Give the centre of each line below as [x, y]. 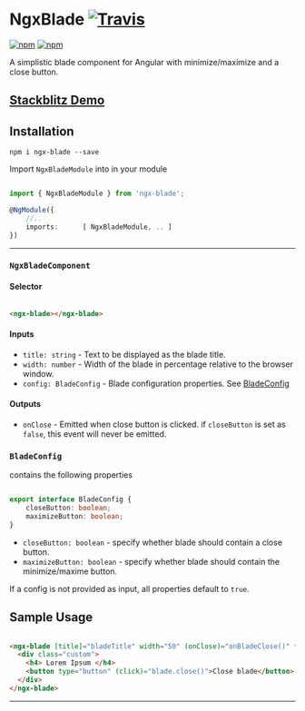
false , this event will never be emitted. [94, 434]
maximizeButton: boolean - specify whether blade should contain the [151, 561]
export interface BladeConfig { [70, 499]
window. [38, 373]
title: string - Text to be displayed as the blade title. [124, 354]
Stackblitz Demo [57, 100]
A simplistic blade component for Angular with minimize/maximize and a [144, 62]
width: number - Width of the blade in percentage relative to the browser [157, 364]
